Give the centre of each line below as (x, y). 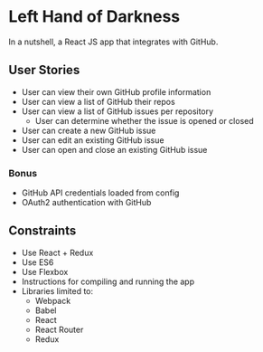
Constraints (42, 231)
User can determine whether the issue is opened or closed (144, 120)
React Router (59, 329)
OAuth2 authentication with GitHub (86, 203)
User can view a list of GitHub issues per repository (117, 111)
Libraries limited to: (57, 290)
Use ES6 (38, 262)
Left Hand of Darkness (94, 17)
